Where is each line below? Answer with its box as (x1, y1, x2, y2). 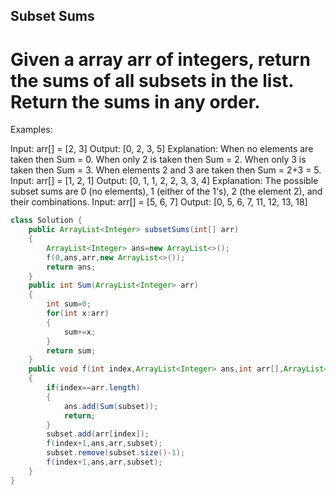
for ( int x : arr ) (46, 309, 110, 319)
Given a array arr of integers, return (10, 48, 311, 71)
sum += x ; (63, 327, 97, 337)
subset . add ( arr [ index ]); (46, 429, 150, 439)
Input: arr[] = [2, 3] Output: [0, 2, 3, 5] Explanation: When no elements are (10, 143, 314, 155)
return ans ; (46, 262, 97, 272)
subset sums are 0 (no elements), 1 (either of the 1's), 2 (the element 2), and (10, 185, 323, 198)
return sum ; (46, 345, 97, 356)
